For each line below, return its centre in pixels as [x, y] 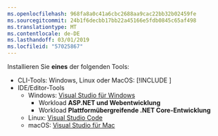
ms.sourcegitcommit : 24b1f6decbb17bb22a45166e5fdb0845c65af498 [102, 20]
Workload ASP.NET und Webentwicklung [100, 103]
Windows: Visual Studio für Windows [82, 95]
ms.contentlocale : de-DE [44, 33]
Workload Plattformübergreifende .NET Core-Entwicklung [124, 110]
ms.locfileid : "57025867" [45, 47]
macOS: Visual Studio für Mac [71, 125]
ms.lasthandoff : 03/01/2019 [49, 40]
